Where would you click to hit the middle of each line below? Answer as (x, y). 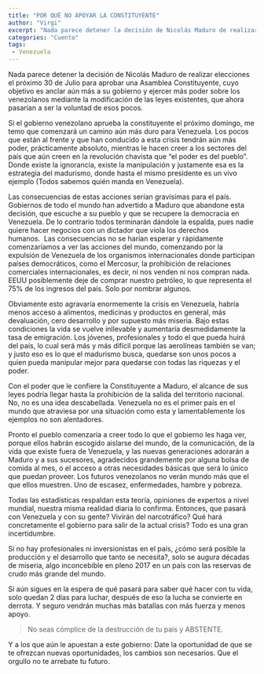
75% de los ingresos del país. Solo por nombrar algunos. (100, 289)
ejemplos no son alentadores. (56, 419)
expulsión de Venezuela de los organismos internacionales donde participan (132, 255)
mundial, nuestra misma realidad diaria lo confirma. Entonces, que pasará (127, 508)
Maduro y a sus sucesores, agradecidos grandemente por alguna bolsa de (129, 460)
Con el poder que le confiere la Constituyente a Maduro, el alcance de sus (128, 386)
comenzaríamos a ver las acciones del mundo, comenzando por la (116, 247)
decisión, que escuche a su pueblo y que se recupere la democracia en (124, 214)
